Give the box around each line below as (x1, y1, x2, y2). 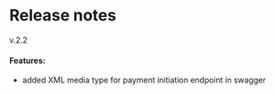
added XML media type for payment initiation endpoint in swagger (21, 74, 266, 85)
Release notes (9, 5, 117, 26)
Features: (9, 55, 46, 66)
